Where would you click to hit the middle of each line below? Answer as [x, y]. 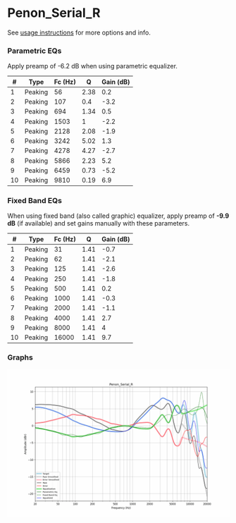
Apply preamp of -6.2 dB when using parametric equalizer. [93, 66]
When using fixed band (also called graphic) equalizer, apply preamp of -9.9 [118, 216]
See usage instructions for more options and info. [79, 32]
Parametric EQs [35, 51]
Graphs [20, 357]
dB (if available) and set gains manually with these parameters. [99, 223]
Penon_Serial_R [54, 13]
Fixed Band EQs [35, 200]
